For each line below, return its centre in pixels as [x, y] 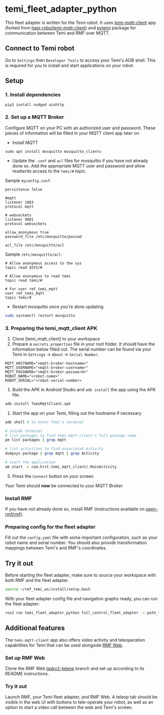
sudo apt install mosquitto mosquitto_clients [53, 151]
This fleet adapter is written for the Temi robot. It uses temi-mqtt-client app [81, 23]
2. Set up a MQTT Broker [35, 117]
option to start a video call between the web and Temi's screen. [69, 707]
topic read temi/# [24, 280]
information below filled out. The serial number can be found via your [82, 349]
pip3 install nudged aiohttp [35, 105]
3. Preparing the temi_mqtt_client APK [51, 328]
